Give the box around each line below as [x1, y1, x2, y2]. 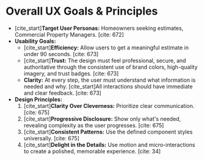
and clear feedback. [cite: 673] [23, 89, 101, 96]
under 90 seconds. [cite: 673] [23, 50, 99, 57]
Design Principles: [14, 96, 62, 103]
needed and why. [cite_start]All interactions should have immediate [23, 82, 193, 90]
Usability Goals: [14, 37, 56, 45]
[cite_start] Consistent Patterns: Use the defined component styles [23, 128, 193, 135]
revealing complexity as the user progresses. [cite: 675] [23, 121, 164, 129]
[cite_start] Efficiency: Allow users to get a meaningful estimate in [23, 44, 189, 51]
